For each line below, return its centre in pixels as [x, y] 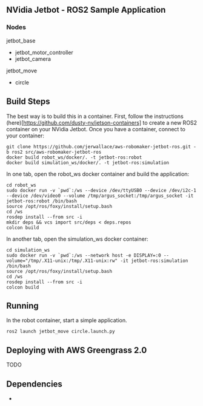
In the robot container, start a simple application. [67, 320]
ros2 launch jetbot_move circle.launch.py [61, 332]
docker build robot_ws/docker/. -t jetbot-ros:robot [74, 157]
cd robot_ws [21, 185]
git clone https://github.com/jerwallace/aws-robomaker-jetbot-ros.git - [101, 146]
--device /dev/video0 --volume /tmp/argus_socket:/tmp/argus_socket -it [100, 196]
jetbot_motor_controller [44, 52]
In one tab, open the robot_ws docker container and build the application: [98, 174]
